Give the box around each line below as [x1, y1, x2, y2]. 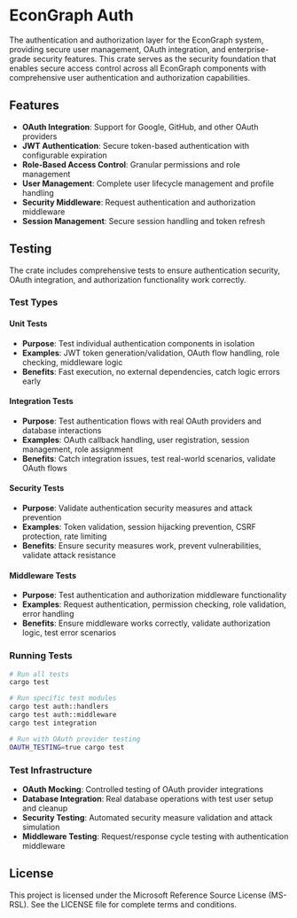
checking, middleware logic [21, 356, 123, 368]
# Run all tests [9, 670, 69, 679]
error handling [21, 609, 74, 619]
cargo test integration [9, 719, 98, 727]
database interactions [21, 424, 102, 435]
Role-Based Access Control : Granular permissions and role [21, 159, 241, 169]
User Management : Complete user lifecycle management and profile [21, 178, 275, 189]
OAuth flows [21, 463, 68, 473]
